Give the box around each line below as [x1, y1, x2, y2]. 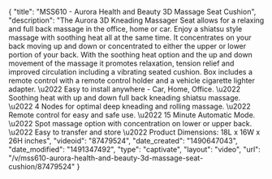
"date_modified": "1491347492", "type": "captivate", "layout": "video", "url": [8, 145, 261, 154]
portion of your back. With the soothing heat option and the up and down [8, 50, 253, 59]
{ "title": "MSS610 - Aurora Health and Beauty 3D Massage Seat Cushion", [8, 7, 257, 16]
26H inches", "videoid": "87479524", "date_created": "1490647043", [8, 136, 238, 145]
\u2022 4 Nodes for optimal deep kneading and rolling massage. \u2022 [8, 101, 252, 111]
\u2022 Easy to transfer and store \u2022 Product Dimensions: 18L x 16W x [8, 127, 261, 137]
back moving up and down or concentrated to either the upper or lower [8, 41, 247, 51]
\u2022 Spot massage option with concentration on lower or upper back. [8, 119, 253, 128]
